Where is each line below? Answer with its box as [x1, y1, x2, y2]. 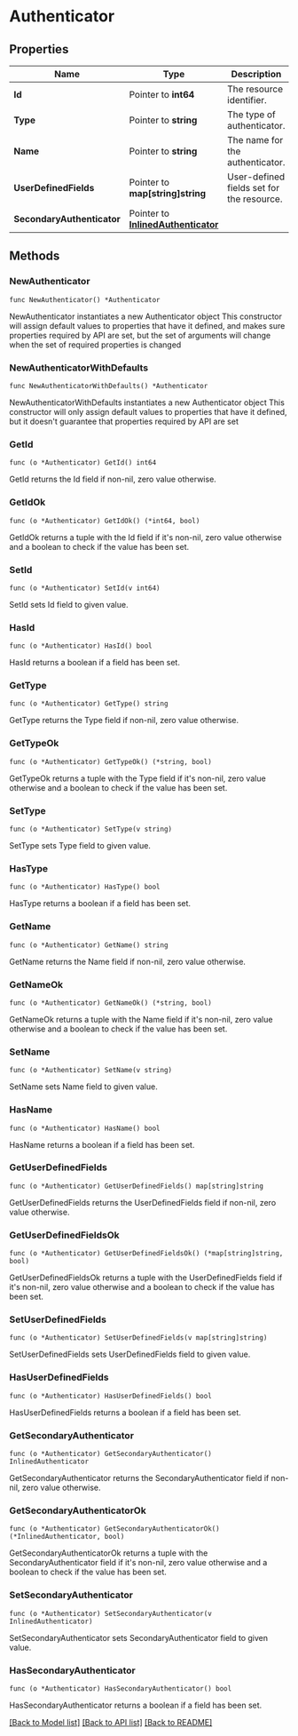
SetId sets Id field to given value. [9, 599, 129, 609]
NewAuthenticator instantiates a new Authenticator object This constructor [9, 311, 282, 322]
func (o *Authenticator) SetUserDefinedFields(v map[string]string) [9, 1334, 268, 1342]
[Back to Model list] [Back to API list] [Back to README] [9, 1716, 213, 1727]
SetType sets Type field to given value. [9, 840, 151, 851]
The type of [227, 108, 277, 121]
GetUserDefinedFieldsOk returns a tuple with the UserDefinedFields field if [9, 1272, 283, 1283]
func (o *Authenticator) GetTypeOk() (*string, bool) [9, 757, 213, 766]
